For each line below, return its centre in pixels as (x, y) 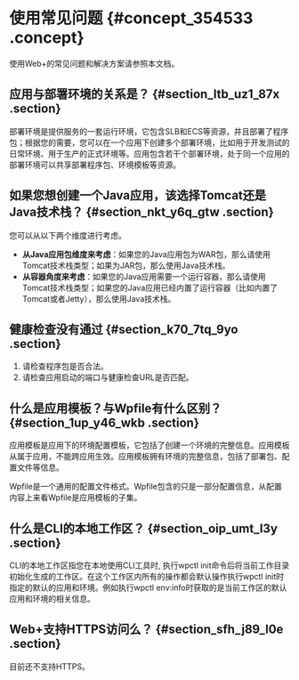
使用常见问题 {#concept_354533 (131, 18)
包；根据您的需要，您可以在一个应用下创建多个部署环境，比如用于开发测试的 (149, 142)
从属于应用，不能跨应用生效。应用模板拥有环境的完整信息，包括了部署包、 (145, 457)
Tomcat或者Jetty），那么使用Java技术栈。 (99, 298)
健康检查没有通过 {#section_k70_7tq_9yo (124, 329)
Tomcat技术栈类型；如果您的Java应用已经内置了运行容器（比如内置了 (150, 287)
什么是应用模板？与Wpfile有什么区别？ (116, 408)
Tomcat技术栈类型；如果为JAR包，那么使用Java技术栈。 (126, 265)
